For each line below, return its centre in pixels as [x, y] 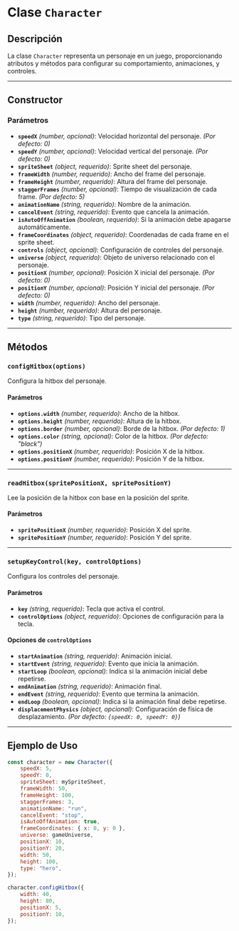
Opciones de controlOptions [50, 640]
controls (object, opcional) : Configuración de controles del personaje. [121, 250]
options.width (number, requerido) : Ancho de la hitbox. [99, 413]
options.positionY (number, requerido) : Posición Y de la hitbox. [111, 459]
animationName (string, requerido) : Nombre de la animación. [104, 204]
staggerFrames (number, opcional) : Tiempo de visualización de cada [117, 189]
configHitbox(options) [47, 366]
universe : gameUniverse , [57, 835]
